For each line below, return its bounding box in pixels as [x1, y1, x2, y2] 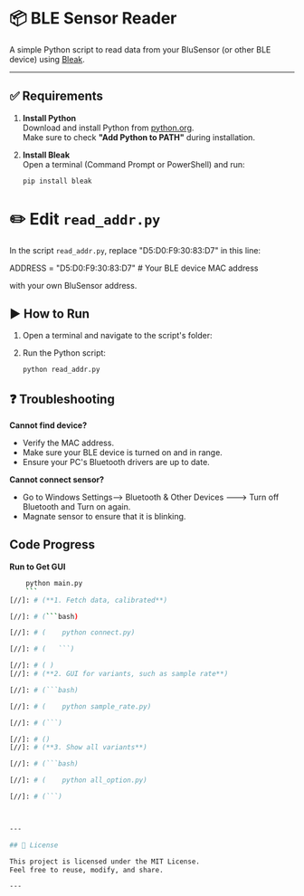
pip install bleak [22, 176, 92, 186]
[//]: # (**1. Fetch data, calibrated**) [9, 596, 168, 605]
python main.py [25, 578, 83, 587]
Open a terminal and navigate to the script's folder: [22, 330, 213, 341]
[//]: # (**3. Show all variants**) [9, 743, 147, 752]
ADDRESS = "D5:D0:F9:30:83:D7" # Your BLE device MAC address [9, 262, 259, 273]
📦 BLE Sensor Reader [9, 8, 177, 29]
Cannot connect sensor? [9, 474, 105, 485]
